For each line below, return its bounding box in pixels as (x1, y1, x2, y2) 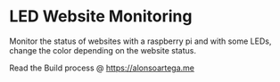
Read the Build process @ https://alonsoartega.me (9, 62, 194, 73)
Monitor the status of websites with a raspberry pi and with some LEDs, (9, 36, 272, 46)
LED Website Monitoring (9, 6, 193, 27)
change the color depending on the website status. (9, 45, 196, 55)
